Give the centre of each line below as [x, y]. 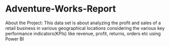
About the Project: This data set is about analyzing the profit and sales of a [83, 23]
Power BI [15, 39]
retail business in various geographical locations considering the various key [85, 28]
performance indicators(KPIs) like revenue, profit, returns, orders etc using [83, 33]
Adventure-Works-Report [61, 9]
